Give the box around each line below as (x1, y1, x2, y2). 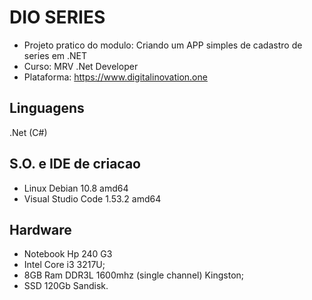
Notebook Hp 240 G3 (23, 248, 113, 260)
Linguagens (9, 100, 85, 117)
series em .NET (23, 49, 88, 61)
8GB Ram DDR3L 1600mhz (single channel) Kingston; (23, 269, 245, 281)
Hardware (9, 221, 72, 238)
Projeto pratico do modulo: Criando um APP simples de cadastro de (23, 39, 303, 51)
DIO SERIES (9, 6, 106, 29)
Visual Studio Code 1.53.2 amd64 (23, 192, 162, 205)
